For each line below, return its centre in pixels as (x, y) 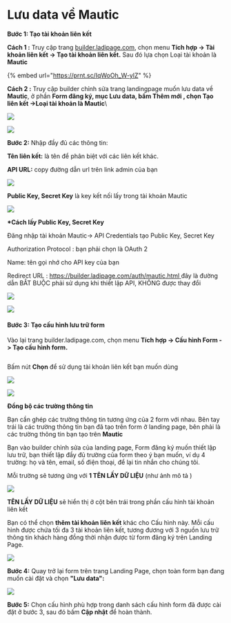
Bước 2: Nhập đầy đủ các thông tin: (58, 142)
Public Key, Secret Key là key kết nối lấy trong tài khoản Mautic (97, 195)
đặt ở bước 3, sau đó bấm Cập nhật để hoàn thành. (80, 612)
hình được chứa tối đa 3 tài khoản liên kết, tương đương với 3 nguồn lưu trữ (113, 530)
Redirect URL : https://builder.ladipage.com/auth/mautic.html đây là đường (113, 276)
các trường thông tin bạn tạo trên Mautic (65, 434)
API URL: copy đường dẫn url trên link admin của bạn (82, 169)
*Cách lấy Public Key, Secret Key (56, 222)
